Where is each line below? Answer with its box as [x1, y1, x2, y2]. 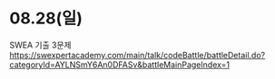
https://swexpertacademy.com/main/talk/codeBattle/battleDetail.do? [9, 49, 266, 60]
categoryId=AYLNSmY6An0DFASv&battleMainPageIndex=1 [9, 59, 230, 70]
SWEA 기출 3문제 [9, 39, 72, 50]
